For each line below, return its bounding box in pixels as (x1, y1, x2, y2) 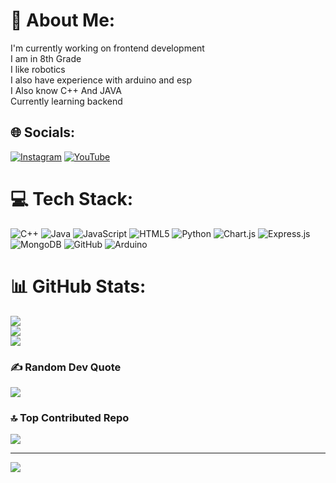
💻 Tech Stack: (10, 187, 134, 210)
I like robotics (10, 63, 66, 75)
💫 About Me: (10, 9, 116, 32)
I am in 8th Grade (10, 52, 82, 64)
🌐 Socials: (10, 124, 76, 141)
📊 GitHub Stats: (10, 275, 147, 298)
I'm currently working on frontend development (10, 42, 205, 54)
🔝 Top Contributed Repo (10, 410, 130, 424)
